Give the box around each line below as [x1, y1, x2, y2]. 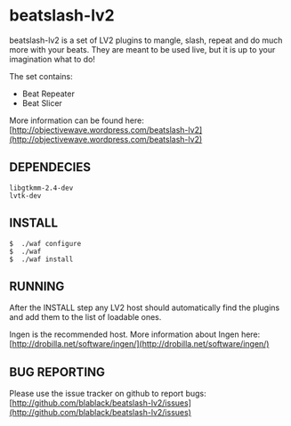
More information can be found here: [9, 115, 144, 126]
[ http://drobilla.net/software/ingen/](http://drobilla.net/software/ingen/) [9, 339, 270, 349]
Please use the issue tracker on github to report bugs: [9, 389, 206, 399]
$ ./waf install [9, 255, 74, 264]
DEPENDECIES [9, 160, 92, 175]
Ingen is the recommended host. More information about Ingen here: [9, 329, 261, 340]
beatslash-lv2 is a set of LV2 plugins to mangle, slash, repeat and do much [9, 35, 283, 45]
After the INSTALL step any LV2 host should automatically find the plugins [9, 302, 280, 313]
